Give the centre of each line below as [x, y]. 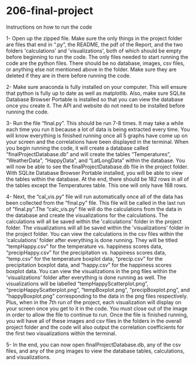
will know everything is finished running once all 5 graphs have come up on [97, 135]
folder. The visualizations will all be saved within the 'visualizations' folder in [98, 228]
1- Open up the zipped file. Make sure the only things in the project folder [94, 38]
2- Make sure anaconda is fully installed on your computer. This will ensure [97, 87]
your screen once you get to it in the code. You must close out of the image [97, 308]
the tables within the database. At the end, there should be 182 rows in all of [97, 179]
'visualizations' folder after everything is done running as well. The [86, 277]
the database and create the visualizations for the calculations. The [87, 215]
